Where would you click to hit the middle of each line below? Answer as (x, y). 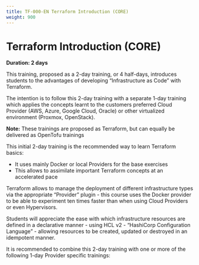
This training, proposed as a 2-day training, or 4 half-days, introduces (91, 74)
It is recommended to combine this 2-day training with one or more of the (96, 249)
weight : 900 (21, 17)
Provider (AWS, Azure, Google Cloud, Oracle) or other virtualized (86, 111)
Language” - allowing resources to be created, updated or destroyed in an (97, 231)
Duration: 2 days (27, 63)
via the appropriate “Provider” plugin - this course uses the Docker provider (99, 195)
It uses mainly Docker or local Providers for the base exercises (91, 164)
